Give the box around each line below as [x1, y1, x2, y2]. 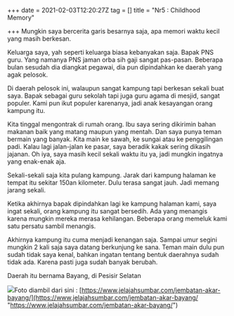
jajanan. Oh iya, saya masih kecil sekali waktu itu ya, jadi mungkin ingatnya [7, 150, 223, 158]
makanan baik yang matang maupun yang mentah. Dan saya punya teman [7, 128, 222, 136]
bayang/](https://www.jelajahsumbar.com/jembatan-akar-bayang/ [7, 294, 199, 301]
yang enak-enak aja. [7, 157, 67, 166]
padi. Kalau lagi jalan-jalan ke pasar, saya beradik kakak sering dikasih [7, 143, 211, 150]
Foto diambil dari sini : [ [14, 286, 82, 294]
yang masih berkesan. [7, 34, 72, 43]
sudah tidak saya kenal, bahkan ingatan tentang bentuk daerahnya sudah [7, 251, 219, 258]
